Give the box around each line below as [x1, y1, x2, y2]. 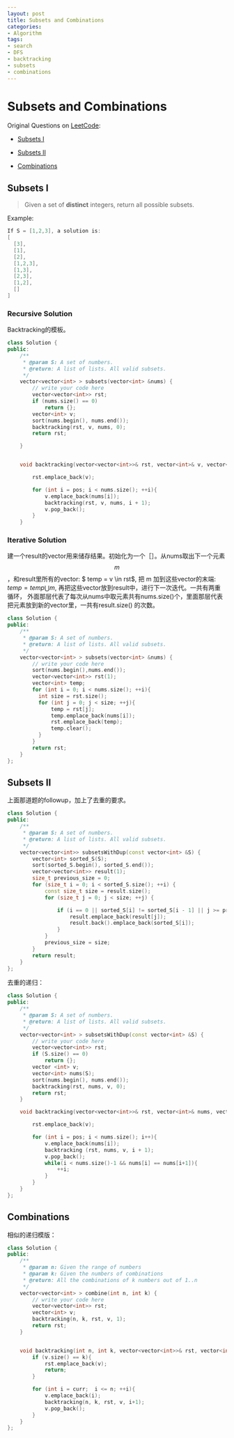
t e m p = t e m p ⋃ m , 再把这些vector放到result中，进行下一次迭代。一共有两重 [7, 584, 221, 592]
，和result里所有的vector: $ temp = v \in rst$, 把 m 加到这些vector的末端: [7, 575, 217, 584]
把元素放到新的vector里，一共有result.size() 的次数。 [7, 601, 159, 609]
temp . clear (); [51, 725, 92, 732]
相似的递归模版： [7, 1230, 56, 1239]
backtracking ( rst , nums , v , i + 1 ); [44, 1146, 155, 1153]
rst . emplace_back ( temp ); [51, 719, 123, 726]
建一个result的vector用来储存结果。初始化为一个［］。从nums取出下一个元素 [7, 552, 226, 561]
